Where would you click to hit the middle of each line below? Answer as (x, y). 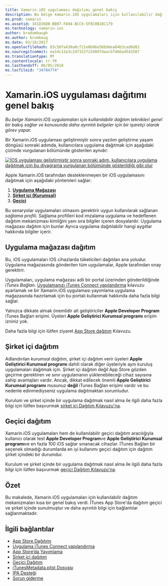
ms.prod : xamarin (23, 19)
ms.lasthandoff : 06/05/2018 (34, 65)
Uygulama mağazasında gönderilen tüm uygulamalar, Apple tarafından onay (83, 264)
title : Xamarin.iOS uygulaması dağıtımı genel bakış (61, 10)
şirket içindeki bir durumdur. (34, 454)
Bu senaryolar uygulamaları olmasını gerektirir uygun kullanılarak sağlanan (81, 210)
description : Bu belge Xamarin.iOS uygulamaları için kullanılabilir (79, 14)
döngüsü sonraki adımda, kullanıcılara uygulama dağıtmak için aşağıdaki (79, 145)
